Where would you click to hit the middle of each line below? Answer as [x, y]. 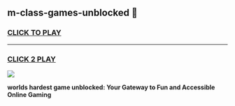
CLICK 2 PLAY [31, 59]
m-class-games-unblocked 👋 [72, 13]
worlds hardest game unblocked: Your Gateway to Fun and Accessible [111, 87]
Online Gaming [29, 94]
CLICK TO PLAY [34, 33]
